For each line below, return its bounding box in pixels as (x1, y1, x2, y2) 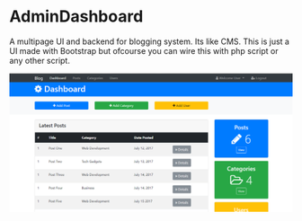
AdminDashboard (9, 6, 144, 27)
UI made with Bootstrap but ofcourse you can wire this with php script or (9, 45, 279, 56)
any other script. (9, 55, 70, 66)
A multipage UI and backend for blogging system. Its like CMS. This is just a (9, 36, 290, 47)
